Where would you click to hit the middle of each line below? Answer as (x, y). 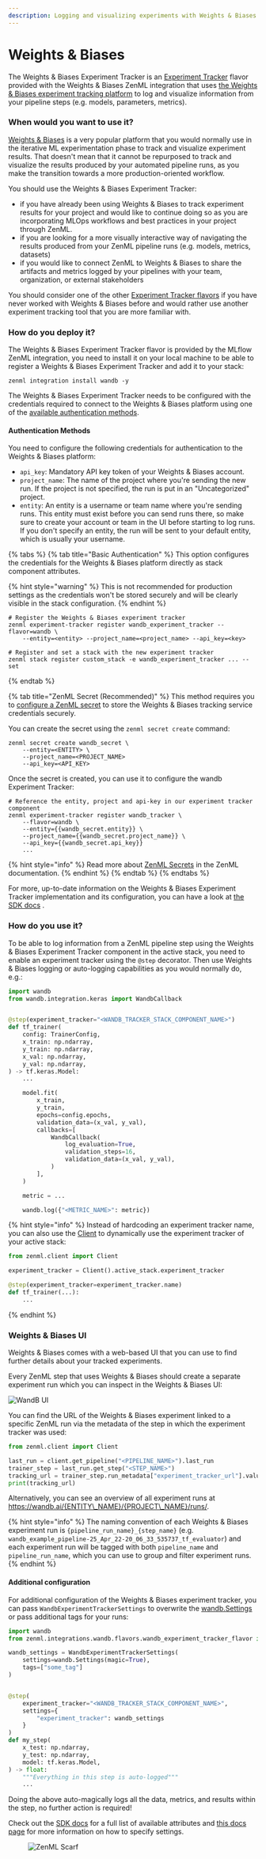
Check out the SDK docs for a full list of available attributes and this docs (127, 1823)
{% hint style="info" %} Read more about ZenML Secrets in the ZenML (123, 865)
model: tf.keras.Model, (62, 1762)
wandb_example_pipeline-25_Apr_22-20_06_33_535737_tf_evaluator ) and (125, 1539)
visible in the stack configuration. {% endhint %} (87, 603)
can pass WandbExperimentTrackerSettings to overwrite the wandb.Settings (130, 1608)
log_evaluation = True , (100, 1145)
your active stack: (37, 1242)
